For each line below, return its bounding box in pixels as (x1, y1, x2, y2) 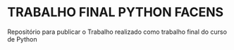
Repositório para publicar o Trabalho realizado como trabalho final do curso (7, 27, 228, 36)
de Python (7, 35, 37, 43)
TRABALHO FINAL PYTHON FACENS (7, 4, 224, 20)
